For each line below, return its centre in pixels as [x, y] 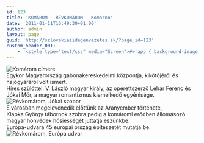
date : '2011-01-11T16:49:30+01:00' [52, 23]
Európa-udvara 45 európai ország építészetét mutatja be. [78, 127]
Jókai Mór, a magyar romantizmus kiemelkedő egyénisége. [80, 94]
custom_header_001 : [31, 46]
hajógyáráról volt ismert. [37, 82]
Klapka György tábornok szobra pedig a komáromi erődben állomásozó [96, 114]
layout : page [23, 35]
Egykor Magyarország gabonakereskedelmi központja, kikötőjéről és [92, 75]
